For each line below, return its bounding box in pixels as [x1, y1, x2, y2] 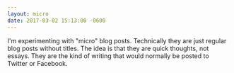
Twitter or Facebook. [7, 59, 69, 67]
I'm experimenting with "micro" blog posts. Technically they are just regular [7, 36, 227, 45]
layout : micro [7, 10, 49, 18]
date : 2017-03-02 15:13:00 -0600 [7, 17, 106, 24]
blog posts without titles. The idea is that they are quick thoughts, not [7, 44, 209, 52]
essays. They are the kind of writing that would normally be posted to [7, 51, 210, 60]
